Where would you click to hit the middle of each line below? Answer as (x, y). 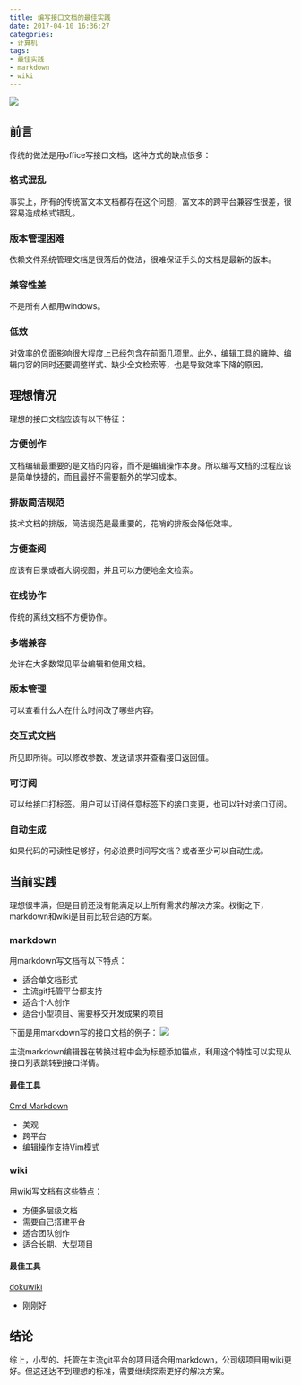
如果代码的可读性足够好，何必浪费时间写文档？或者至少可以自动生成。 (139, 851)
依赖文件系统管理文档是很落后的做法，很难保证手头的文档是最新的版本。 (142, 260)
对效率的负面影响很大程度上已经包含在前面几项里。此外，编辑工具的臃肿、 (146, 353)
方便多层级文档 (50, 1210)
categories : (31, 34)
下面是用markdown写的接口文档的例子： (84, 1033)
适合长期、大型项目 (58, 1244)
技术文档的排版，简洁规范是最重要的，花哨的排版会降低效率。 (123, 524)
